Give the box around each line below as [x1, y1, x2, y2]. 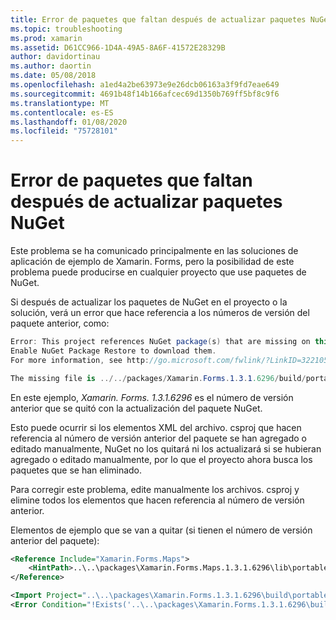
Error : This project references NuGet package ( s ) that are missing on [10, 337, 311, 347]
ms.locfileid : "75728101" [10, 126, 118, 136]
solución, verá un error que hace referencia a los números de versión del [10, 307, 310, 319]
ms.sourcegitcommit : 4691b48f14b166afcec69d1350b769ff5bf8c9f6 [10, 89, 280, 99]
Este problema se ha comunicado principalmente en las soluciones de [10, 245, 299, 257]
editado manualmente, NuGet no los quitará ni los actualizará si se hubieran [10, 442, 322, 455]
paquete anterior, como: [10, 317, 110, 330]
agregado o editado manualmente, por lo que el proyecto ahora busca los [10, 453, 313, 465]
